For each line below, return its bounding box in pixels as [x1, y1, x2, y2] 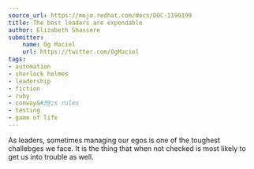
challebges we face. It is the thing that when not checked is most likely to [8, 143, 246, 153]
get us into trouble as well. [8, 152, 95, 161]
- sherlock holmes [8, 70, 69, 78]
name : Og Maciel [22, 41, 77, 49]
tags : [8, 56, 26, 64]
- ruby [8, 92, 30, 100]
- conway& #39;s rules [8, 99, 80, 107]
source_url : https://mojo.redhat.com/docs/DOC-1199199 [8, 11, 192, 20]
